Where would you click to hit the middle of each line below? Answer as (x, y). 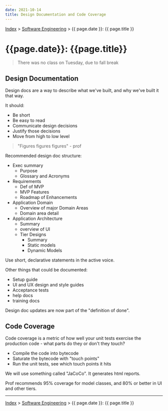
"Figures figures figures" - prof (49, 146)
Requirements (27, 181)
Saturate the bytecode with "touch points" (56, 358)
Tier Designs (33, 234)
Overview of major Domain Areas (54, 208)
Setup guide (25, 279)
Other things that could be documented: (46, 270)
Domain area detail (39, 213)
